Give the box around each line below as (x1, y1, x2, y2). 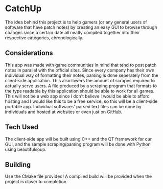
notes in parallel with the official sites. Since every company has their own (5, 67, 155, 73)
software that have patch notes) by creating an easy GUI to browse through (5, 24, 158, 30)
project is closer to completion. (5, 179, 68, 185)
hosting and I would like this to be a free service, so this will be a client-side (5, 98, 158, 104)
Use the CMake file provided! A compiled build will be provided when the (5, 173, 152, 179)
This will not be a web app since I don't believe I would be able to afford (5, 93, 150, 99)
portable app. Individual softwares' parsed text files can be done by (5, 103, 142, 109)
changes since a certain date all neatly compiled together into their (5, 29, 140, 35)
